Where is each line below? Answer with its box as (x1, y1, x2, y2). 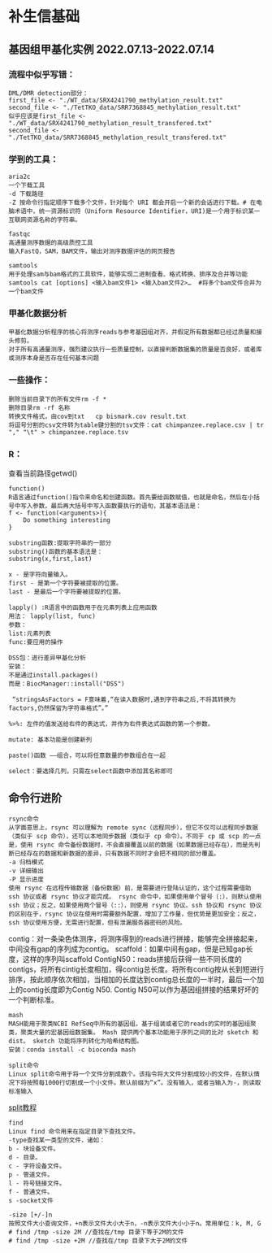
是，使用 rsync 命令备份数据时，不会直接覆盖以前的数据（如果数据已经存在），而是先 (8, 841, 255, 849)
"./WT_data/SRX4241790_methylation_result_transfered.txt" (8, 119, 213, 127)
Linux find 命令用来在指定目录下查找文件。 (8, 1127, 140, 1135)
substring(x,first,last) (8, 555, 93, 563)
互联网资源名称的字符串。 (8, 216, 81, 224)
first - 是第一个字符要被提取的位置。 (8, 579, 123, 588)
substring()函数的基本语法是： (8, 548, 103, 556)
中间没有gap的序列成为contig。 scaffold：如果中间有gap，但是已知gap (8, 944, 246, 954)
